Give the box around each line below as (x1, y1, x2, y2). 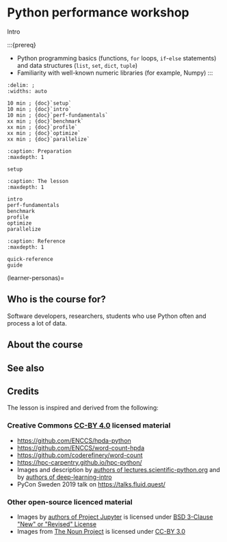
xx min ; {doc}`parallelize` (7, 136, 90, 143)
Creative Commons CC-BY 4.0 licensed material (7, 421, 171, 430)
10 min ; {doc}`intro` (7, 106, 72, 112)
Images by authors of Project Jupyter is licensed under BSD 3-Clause (16, 513, 213, 521)
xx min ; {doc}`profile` (7, 123, 78, 131)
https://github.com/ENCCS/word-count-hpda (16, 443, 145, 452)
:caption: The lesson (7, 177, 69, 184)
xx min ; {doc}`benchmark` (7, 118, 84, 125)
